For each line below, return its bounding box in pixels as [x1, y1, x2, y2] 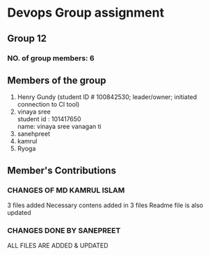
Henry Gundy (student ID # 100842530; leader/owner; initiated [17, 93, 197, 101]
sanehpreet [17, 130, 51, 138]
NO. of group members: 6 [7, 53, 95, 63]
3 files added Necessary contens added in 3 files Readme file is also [7, 201, 204, 209]
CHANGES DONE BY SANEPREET [7, 225, 121, 235]
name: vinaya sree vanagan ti [17, 123, 102, 131]
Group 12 [7, 33, 47, 44]
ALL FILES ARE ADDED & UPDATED [7, 241, 109, 250]
